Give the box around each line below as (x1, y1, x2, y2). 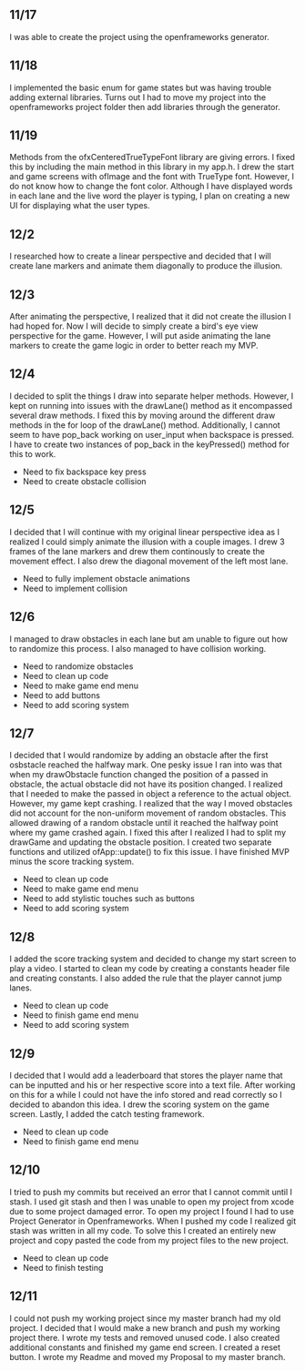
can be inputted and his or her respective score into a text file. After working (9, 1079, 296, 1091)
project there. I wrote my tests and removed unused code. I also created (9, 1332, 280, 1343)
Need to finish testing (22, 1262, 104, 1273)
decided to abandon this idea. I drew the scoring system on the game (9, 1099, 270, 1110)
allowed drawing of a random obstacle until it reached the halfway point (9, 818, 280, 828)
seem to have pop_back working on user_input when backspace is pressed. (9, 429, 294, 440)
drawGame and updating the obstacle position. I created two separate (9, 837, 272, 848)
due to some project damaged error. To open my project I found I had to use (9, 1205, 294, 1216)
